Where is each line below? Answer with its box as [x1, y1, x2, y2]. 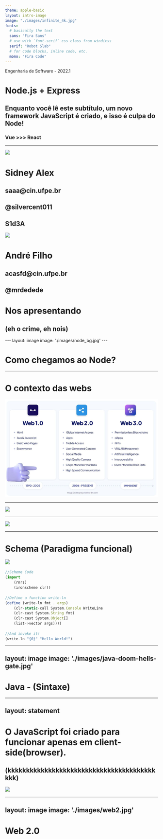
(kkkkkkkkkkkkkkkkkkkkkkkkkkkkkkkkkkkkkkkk [5, 766, 156, 775]
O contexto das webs [5, 383, 92, 394]
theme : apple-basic [5, 8, 45, 13]
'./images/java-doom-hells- [71, 654, 157, 663]
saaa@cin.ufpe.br [5, 186, 61, 194]
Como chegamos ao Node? [5, 355, 116, 366]
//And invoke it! [5, 631, 40, 636]
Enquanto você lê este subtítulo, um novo [5, 105, 133, 113]
